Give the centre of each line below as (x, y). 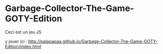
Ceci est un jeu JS (23, 32)
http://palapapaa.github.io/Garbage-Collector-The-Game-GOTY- (93, 41)
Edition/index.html (23, 46)
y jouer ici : (16, 41)
